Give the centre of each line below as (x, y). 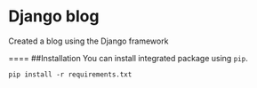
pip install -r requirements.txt (70, 74)
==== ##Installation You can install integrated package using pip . (128, 58)
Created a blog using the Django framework (88, 41)
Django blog (54, 16)
